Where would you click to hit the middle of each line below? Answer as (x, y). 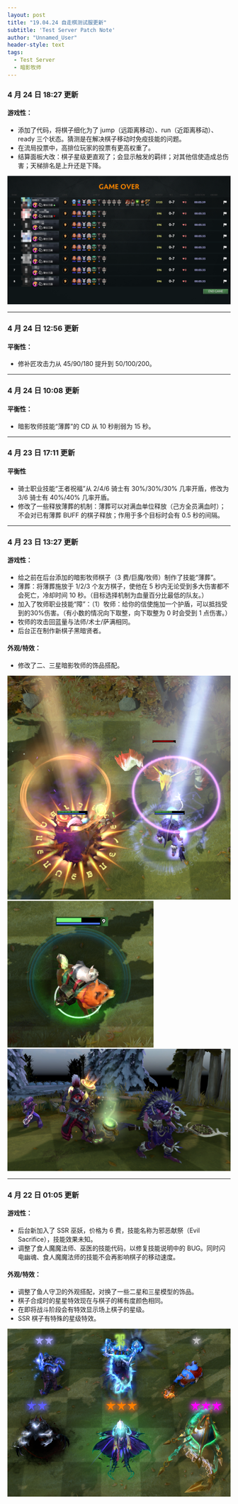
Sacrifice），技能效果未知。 (57, 1239)
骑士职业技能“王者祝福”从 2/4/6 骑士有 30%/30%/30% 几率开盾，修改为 (123, 488)
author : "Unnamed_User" (42, 38)
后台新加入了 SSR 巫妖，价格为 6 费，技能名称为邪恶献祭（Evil (109, 1230)
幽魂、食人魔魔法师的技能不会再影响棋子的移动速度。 (101, 1257)
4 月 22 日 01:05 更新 (43, 1195)
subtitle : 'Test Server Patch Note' (61, 30)
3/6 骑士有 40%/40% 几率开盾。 (65, 497)
